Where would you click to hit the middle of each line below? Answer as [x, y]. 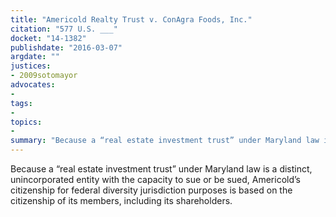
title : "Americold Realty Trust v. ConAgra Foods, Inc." [131, 19]
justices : [31, 66]
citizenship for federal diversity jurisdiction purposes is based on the [151, 190]
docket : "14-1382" [48, 38]
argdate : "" [35, 57]
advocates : [33, 85]
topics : [26, 122]
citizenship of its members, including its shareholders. [121, 200]
